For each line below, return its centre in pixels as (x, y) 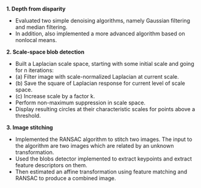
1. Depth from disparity (36, 9)
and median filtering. (41, 27)
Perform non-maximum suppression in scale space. (80, 103)
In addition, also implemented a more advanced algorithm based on (100, 34)
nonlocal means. (36, 40)
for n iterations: (34, 70)
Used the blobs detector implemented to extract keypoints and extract (104, 159)
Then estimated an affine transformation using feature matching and (101, 172)
